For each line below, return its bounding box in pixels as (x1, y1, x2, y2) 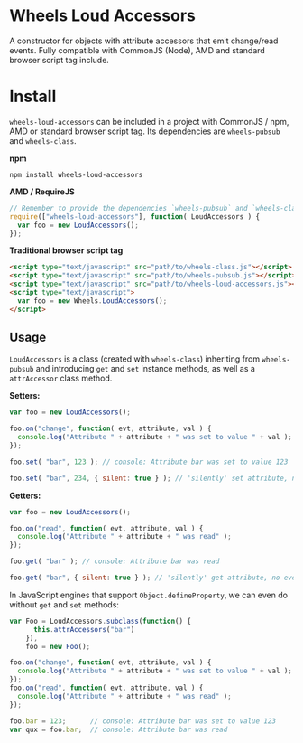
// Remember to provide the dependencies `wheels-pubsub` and (9, 203, 248, 212)
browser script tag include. (9, 54, 110, 65)
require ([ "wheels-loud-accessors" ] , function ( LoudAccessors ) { (9, 212, 260, 221)
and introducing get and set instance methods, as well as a (35, 363, 255, 374)
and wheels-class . (9, 135, 77, 146)
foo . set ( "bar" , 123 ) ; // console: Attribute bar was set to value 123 (9, 457, 289, 466)
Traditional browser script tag (9, 245, 124, 256)
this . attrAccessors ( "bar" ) (32, 625, 135, 634)
